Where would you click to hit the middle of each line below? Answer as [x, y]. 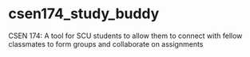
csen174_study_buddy [84, 14]
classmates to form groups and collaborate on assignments [106, 44]
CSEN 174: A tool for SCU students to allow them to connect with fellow [125, 36]
